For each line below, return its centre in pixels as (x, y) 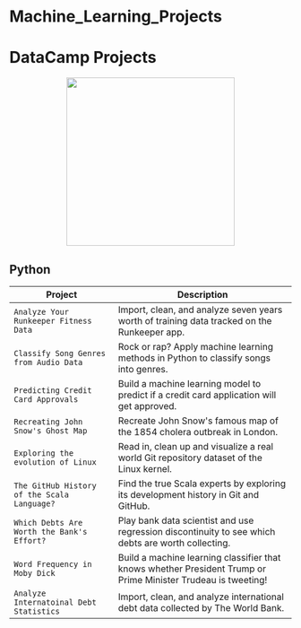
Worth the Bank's (51, 532)
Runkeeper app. (151, 332)
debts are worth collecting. (174, 543)
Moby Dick (34, 573)
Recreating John (48, 422)
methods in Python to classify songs (194, 358)
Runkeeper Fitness (53, 321)
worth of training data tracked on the (195, 320)
